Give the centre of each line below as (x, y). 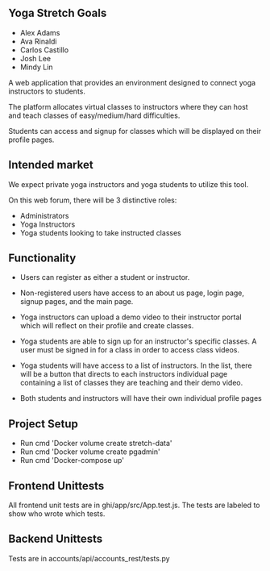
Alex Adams (40, 32)
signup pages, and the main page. (77, 302)
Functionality (42, 258)
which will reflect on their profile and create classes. (107, 326)
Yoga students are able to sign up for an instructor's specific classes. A (138, 341)
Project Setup (44, 424)
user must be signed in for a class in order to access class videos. (130, 350)
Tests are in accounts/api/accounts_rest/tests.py (89, 558)
